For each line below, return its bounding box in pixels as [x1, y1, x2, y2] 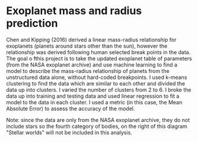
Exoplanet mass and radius [6, 4, 142, 18]
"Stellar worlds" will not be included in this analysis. [6, 128, 132, 136]
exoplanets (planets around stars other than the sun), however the [6, 42, 168, 49]
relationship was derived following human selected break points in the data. [6, 48, 191, 55]
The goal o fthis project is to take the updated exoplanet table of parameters [6, 55, 193, 62]
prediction [6, 16, 58, 30]
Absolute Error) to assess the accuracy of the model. [6, 105, 135, 112]
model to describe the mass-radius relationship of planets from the [6, 67, 170, 74]
